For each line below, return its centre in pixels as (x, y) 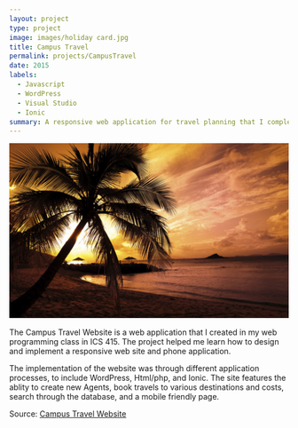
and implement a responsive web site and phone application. (120, 352)
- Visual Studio (47, 103)
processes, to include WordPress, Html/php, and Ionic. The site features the (148, 378)
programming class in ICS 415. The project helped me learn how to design (144, 342)
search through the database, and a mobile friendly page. (114, 397)
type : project (35, 28)
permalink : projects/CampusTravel (73, 56)
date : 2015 (29, 66)
